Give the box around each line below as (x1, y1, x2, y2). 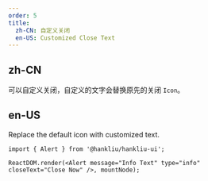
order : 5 (8, 11, 37, 20)
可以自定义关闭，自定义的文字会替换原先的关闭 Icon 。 (8, 85, 185, 95)
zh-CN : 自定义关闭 (15, 26, 70, 34)
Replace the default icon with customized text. (8, 129, 160, 139)
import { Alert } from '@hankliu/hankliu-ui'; (8, 144, 165, 153)
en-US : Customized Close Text (15, 33, 115, 42)
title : (8, 19, 30, 27)
